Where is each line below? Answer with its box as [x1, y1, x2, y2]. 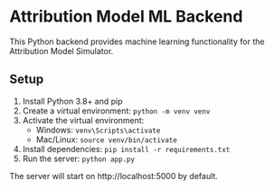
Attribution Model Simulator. [9, 45, 114, 56]
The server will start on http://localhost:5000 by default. [9, 170, 219, 181]
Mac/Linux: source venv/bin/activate [35, 133, 178, 145]
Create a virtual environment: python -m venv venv [22, 105, 211, 116]
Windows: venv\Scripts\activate [35, 124, 161, 135]
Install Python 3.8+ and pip [22, 95, 124, 106]
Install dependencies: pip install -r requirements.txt [22, 143, 231, 154]
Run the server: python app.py [22, 153, 136, 164]
